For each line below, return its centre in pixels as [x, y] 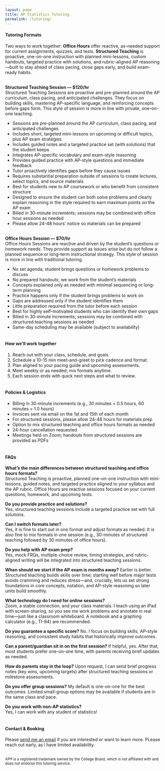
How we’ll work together [31, 344]
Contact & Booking [25, 728]
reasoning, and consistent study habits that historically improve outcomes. [81, 636]
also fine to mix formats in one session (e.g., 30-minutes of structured [76, 535]
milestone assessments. [30, 677]
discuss [20, 274]
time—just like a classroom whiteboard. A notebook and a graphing [73, 617]
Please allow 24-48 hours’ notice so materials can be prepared [76, 223]
